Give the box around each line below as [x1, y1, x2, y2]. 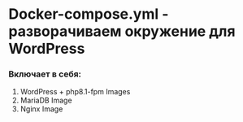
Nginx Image [20, 104, 63, 114]
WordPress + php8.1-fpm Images [20, 87, 131, 97]
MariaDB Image [20, 95, 72, 106]
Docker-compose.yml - [8, 5, 169, 24]
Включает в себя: [8, 68, 82, 80]
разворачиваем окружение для [8, 22, 236, 41]
